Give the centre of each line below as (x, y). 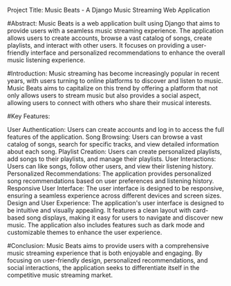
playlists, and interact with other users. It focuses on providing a (99, 45)
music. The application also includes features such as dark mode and (106, 225)
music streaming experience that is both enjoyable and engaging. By (105, 253)
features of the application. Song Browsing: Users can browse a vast (105, 137)
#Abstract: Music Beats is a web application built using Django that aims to (113, 23)
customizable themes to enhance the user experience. (85, 232)
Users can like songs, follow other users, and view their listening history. (110, 166)
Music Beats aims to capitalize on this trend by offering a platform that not (112, 88)
